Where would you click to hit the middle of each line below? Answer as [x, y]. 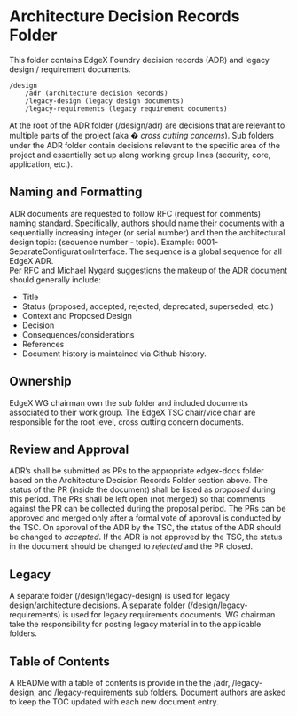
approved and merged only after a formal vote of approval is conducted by [145, 518]
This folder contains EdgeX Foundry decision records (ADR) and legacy [140, 60]
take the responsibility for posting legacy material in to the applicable [135, 625]
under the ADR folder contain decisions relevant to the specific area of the [145, 145]
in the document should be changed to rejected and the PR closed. [131, 546]
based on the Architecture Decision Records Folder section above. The [138, 481]
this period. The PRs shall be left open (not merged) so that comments [137, 499]
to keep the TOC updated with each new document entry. [114, 702]
